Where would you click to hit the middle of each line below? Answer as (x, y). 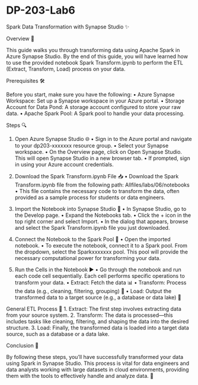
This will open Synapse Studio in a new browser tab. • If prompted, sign (103, 158)
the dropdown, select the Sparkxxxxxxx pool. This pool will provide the (101, 252)
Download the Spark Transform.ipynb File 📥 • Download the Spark (97, 176)
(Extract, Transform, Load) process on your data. (66, 69)
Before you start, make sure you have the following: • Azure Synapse (90, 94)
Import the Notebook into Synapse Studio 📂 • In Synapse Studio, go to (100, 208)
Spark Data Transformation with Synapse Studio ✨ (68, 27)
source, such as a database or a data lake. (58, 334)
